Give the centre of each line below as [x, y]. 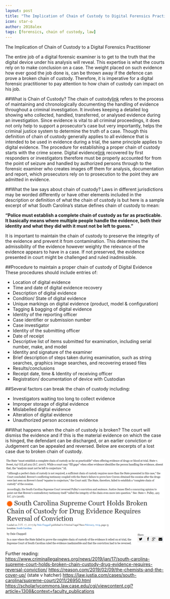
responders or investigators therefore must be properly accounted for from [83, 158]
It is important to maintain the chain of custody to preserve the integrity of [82, 236]
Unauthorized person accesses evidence [55, 420]
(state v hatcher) [44, 575]
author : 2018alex [24, 27]
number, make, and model [40, 347]
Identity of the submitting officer [46, 331]
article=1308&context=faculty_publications [50, 591]
